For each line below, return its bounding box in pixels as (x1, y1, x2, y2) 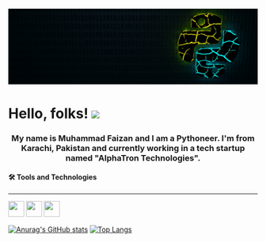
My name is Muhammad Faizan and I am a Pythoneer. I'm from (11, 132, 255, 143)
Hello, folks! (8, 104, 89, 123)
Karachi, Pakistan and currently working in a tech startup (21, 142, 245, 153)
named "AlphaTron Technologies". (65, 152, 201, 163)
